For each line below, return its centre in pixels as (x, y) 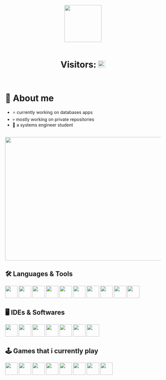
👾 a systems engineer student (42, 125)
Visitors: (78, 65)
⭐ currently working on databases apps (52, 112)
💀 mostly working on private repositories (53, 119)
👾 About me (30, 98)
